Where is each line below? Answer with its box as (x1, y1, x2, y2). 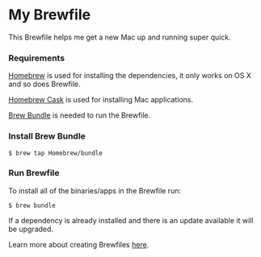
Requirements (8, 52, 65, 64)
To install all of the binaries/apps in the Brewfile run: (8, 185, 182, 195)
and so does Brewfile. (8, 79, 81, 89)
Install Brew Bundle (8, 131, 86, 142)
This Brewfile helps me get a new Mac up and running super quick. (8, 32, 232, 42)
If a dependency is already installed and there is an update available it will (8, 215, 254, 225)
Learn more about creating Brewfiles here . (8, 239, 149, 249)
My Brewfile (8, 6, 91, 24)
